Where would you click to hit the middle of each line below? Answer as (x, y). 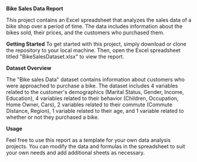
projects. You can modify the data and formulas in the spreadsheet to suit (96, 146)
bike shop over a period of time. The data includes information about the (94, 26)
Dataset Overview (29, 68)
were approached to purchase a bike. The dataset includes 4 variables (92, 86)
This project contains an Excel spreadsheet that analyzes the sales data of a (99, 20)
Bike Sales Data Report (35, 9)
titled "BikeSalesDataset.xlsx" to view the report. (65, 56)
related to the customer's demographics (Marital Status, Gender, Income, (95, 92)
